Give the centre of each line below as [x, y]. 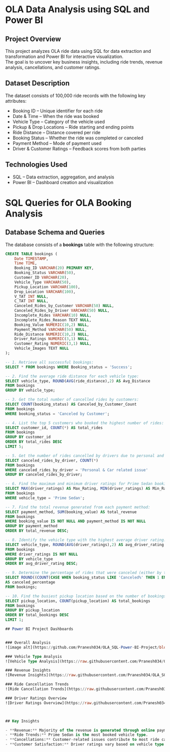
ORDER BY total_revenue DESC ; [37, 531]
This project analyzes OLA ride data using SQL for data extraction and [78, 51]
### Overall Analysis [28, 642]
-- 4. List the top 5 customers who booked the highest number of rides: [85, 423]
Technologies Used [36, 164]
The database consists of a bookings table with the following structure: [80, 245]
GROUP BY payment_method [31, 526]
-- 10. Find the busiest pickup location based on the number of [75, 596]
